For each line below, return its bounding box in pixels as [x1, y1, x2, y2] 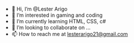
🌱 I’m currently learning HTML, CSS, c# [11, 18, 106, 24]
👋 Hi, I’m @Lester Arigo [11, 6, 68, 12]
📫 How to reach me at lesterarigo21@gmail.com [11, 31, 128, 37]
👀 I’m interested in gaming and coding [11, 12, 103, 19]
